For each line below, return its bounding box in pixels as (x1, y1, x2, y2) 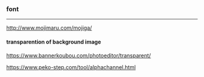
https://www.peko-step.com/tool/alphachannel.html (6, 63, 136, 71)
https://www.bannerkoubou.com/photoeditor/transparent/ (6, 52, 151, 59)
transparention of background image (6, 38, 101, 45)
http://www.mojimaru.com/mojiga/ (6, 24, 92, 32)
